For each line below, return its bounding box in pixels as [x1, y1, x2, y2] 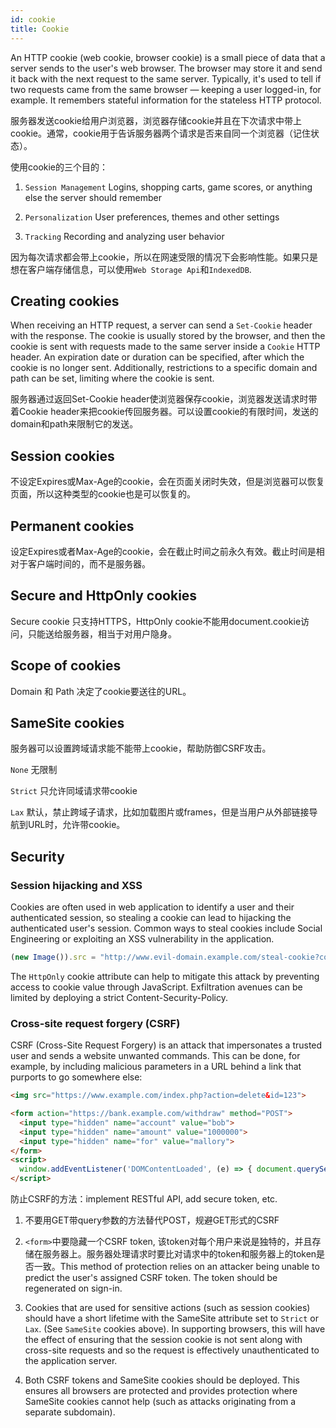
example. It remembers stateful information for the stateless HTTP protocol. [10, 94, 322, 106]
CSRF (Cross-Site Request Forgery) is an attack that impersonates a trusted [10, 1039, 323, 1051]
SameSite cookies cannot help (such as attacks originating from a [24, 1396, 297, 1408]
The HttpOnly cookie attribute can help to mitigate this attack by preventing [10, 970, 320, 982]
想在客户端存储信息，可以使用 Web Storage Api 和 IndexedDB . [10, 263, 252, 275]
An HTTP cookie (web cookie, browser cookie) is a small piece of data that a [10, 51, 326, 63]
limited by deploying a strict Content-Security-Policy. [10, 991, 229, 1003]
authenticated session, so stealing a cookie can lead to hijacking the [10, 912, 292, 924]
